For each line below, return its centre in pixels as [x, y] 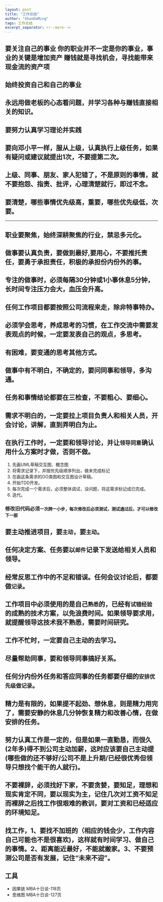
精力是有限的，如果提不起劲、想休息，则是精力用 [78, 704]
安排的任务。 [24, 722]
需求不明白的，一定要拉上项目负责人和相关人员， [78, 416]
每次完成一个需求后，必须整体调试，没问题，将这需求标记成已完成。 [80, 489]
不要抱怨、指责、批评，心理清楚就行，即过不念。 [78, 184]
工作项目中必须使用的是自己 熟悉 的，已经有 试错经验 [79, 604]
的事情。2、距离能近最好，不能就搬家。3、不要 [76, 849]
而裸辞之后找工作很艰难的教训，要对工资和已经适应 [81, 804]
